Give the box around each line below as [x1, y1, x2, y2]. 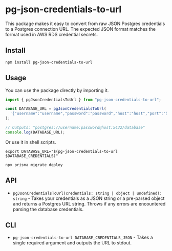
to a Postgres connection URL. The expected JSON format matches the [5, 26, 156, 32]
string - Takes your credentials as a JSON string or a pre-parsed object [12, 195, 165, 201]
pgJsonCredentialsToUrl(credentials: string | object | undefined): [12, 191, 162, 196]
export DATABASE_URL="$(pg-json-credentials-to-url [5, 149, 118, 154]
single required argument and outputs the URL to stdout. [12, 240, 132, 246]
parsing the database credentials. [12, 206, 84, 212]
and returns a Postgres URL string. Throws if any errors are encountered [12, 200, 166, 207]
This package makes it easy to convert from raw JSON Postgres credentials [5, 20, 165, 27]
